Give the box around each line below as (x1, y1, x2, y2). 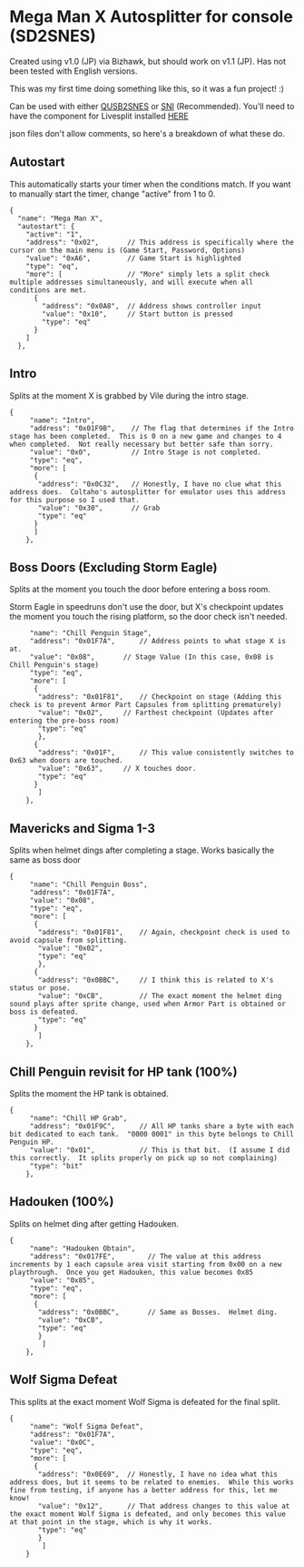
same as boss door (9, 854, 82, 865)
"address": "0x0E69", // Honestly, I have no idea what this (37, 1470, 279, 1479)
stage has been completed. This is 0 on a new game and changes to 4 (9, 431, 282, 440)
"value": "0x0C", (29, 1438, 95, 1447)
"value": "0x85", (29, 1276, 95, 1285)
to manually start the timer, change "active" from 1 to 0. (9, 188, 216, 199)
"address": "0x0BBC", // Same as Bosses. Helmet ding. (37, 1308, 279, 1317)
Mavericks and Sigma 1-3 (9, 821, 156, 836)
